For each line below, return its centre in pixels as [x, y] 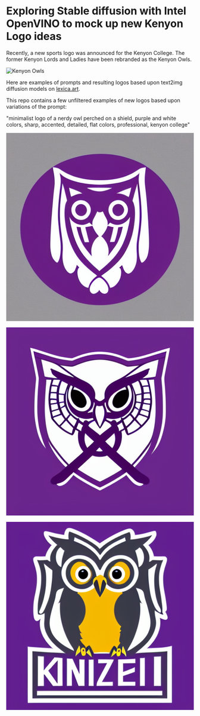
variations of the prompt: [37, 106]
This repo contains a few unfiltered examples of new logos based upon [93, 100]
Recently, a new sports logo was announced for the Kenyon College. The [96, 53]
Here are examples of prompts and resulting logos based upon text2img [94, 82]
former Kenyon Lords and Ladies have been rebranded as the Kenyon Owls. [99, 59]
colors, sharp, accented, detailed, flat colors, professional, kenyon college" [98, 124]
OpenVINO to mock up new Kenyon [95, 24]
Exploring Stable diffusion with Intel [96, 11]
